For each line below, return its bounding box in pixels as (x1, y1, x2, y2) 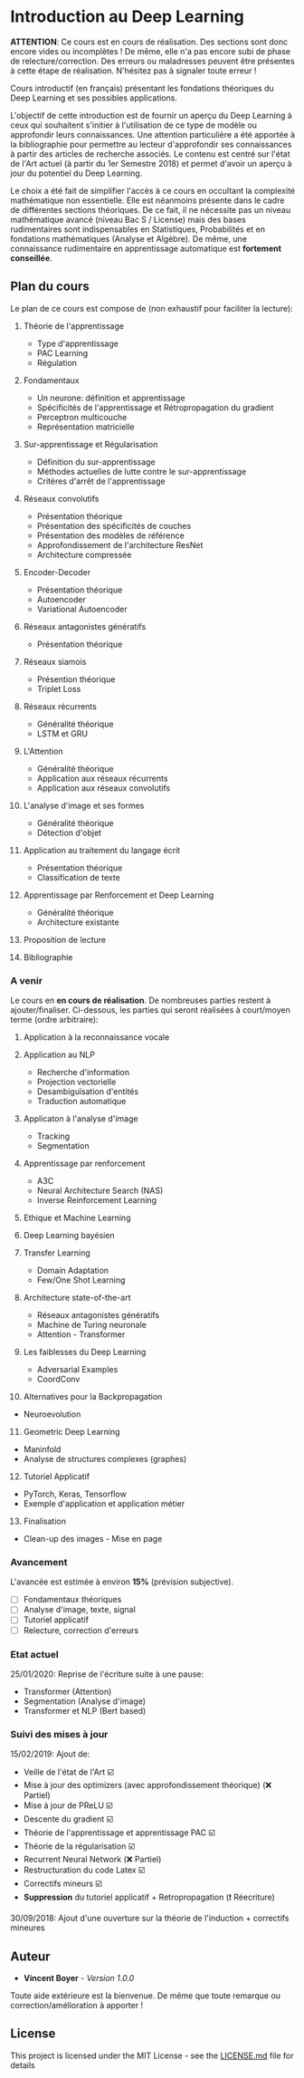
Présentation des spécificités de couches (36, 520, 192, 531)
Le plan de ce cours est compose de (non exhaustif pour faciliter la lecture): (10, 303, 293, 313)
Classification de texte (36, 871, 120, 882)
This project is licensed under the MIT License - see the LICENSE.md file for (10, 2050, 294, 2061)
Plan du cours (10, 279, 90, 294)
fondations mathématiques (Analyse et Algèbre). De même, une (10, 233, 248, 244)
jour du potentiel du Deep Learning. (10, 168, 143, 178)
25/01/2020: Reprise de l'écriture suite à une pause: (10, 1669, 204, 1679)
